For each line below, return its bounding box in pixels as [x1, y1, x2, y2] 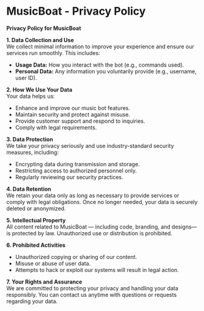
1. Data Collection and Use [6, 36, 75, 43]
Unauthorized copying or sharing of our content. [15, 253, 137, 260]
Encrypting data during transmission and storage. [15, 160, 140, 167]
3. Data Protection [6, 136, 53, 143]
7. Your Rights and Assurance [6, 278, 82, 285]
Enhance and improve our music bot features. [15, 104, 130, 111]
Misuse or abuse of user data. [15, 260, 91, 267]
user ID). [15, 74, 37, 81]
